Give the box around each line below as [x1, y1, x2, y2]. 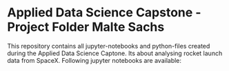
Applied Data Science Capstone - [7, 5, 201, 20]
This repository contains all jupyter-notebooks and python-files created [7, 42, 210, 50]
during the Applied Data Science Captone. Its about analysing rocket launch [7, 49, 223, 57]
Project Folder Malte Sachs [7, 19, 165, 35]
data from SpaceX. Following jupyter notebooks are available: [7, 56, 181, 64]
